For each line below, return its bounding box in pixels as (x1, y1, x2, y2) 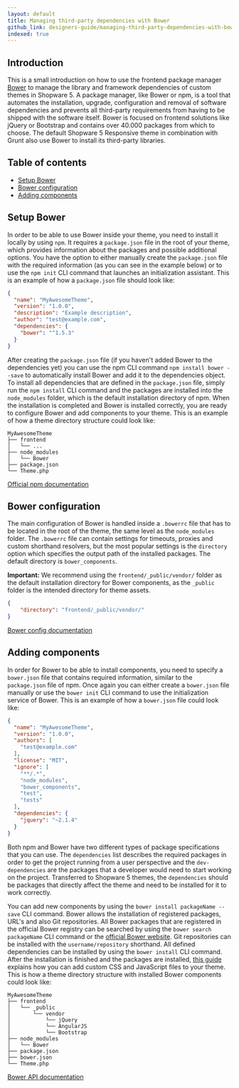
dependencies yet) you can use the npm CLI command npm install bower (7, 363, 224, 371)
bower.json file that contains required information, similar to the (7, 673, 193, 681)
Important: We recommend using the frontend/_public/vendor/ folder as (7, 571, 223, 579)
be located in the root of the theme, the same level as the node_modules (7, 527, 215, 535)
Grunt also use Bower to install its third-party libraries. (7, 136, 166, 145)
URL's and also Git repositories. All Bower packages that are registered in (7, 917, 222, 926)
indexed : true (7, 30, 50, 38)
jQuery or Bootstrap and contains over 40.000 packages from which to (7, 121, 216, 130)
